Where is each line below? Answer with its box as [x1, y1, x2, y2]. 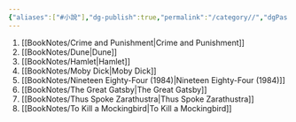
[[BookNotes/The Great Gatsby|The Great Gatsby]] [20, 84, 207, 95]
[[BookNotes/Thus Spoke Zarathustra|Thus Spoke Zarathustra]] [20, 94, 254, 104]
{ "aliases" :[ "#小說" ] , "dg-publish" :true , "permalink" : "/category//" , [8, 12, 264, 22]
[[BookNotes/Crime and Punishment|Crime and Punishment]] [20, 37, 245, 48]
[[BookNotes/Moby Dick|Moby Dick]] [20, 65, 157, 76]
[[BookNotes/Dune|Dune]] [20, 46, 117, 57]
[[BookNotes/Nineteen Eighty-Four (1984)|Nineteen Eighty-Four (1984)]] [20, 74, 285, 85]
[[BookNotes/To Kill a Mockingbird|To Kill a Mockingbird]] [20, 103, 232, 113]
